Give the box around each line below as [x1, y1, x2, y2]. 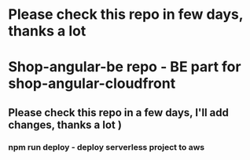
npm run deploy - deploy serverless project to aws [8, 141, 205, 152]
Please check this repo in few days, [8, 5, 244, 24]
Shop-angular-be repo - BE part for [8, 58, 241, 76]
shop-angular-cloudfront [8, 75, 176, 93]
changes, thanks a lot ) [8, 118, 122, 131]
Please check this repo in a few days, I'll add [8, 106, 230, 119]
